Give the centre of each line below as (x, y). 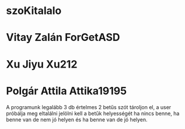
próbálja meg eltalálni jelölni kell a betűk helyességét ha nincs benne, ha (93, 113)
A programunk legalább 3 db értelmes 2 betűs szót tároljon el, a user (89, 107)
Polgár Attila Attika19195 (67, 91)
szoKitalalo (34, 11)
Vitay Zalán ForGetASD (63, 38)
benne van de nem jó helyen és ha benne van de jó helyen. (77, 119)
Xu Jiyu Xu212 (42, 64)
